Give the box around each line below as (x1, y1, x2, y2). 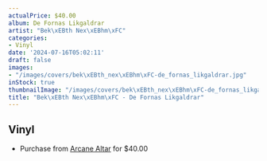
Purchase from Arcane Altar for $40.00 (19, 144, 149, 154)
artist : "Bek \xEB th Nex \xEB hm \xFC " (8, 26, 126, 34)
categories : (8, 33, 48, 42)
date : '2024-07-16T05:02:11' (8, 49, 105, 57)
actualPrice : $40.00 (8, 11, 77, 20)
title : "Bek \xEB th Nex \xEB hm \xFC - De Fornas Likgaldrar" (8, 93, 204, 101)
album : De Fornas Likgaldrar (8, 19, 105, 27)
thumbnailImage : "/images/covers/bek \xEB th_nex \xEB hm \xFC (8, 85, 204, 94)
